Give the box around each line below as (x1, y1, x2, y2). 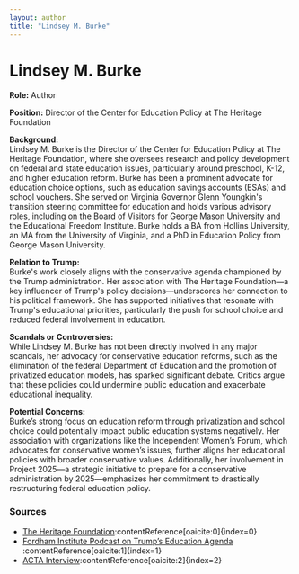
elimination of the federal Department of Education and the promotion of (9, 361, 277, 372)
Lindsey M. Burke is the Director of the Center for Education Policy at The (9, 144, 281, 155)
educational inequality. (9, 389, 93, 400)
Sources (9, 506, 47, 518)
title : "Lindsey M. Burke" (9, 22, 110, 31)
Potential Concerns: (9, 407, 86, 417)
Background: (9, 134, 59, 145)
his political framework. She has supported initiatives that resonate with (9, 295, 274, 306)
